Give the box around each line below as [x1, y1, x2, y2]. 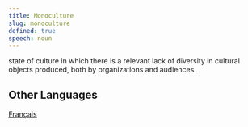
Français [8, 109, 38, 119]
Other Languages [8, 88, 99, 101]
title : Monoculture [8, 11, 74, 20]
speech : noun [8, 34, 53, 43]
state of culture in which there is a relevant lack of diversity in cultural [8, 56, 241, 66]
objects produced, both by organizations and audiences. [8, 65, 196, 75]
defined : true [8, 27, 57, 35]
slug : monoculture [8, 19, 70, 27]
